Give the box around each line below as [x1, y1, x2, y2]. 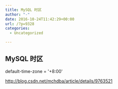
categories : [5, 26, 30, 31]
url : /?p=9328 [5, 21, 35, 26]
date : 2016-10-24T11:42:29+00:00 [5, 16, 75, 21]
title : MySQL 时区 [5, 7, 42, 12]
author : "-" [5, 12, 30, 17]
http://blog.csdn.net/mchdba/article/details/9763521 [5, 78, 113, 84]
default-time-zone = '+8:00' [5, 68, 63, 74]
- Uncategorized [9, 30, 43, 35]
